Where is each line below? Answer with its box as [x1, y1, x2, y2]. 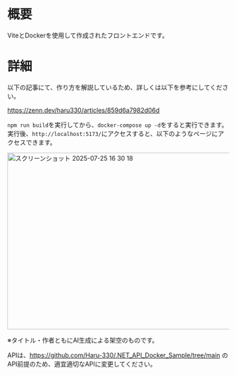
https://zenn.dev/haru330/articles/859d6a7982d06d [7, 106, 160, 114]
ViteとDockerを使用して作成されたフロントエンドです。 [7, 31, 169, 39]
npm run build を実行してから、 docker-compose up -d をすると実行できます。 [7, 121, 228, 129]
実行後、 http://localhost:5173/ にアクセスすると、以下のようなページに [7, 129, 218, 137]
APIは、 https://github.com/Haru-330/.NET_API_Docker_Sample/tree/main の [7, 350, 228, 359]
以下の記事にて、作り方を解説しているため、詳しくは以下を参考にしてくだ [7, 82, 223, 92]
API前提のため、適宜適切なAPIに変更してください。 [7, 359, 156, 368]
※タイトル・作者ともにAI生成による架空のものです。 [7, 336, 159, 344]
